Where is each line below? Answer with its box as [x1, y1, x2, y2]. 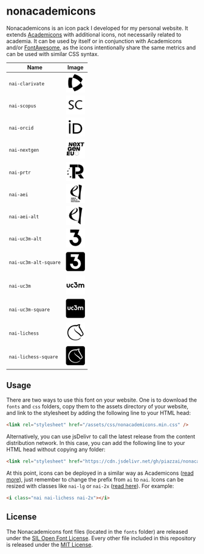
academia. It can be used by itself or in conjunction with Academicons [6, 37, 182, 44]
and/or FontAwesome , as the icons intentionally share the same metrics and [6, 44, 196, 51]
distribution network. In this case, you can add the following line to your [6, 439, 185, 447]
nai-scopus [8, 102, 36, 109]
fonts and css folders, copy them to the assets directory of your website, [6, 403, 189, 410]
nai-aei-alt [8, 214, 39, 220]
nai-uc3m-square [8, 307, 50, 313]
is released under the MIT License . [6, 541, 93, 548]
